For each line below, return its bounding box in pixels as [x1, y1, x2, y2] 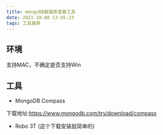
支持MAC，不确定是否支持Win [6, 61, 81, 68]
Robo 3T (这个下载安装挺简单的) [14, 122, 95, 130]
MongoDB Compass [14, 97, 65, 104]
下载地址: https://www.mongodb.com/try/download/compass [6, 110, 157, 117]
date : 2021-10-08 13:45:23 [6, 15, 74, 21]
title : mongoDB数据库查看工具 [6, 8, 76, 15]
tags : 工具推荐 [6, 20, 41, 26]
